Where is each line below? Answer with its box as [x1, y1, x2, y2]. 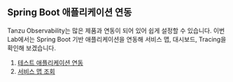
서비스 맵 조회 [17, 67, 55, 75]
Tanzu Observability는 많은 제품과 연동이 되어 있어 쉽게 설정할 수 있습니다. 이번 [7, 26, 225, 35]
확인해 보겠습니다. [7, 44, 57, 52]
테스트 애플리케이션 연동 [17, 58, 84, 67]
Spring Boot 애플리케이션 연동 [7, 6, 132, 19]
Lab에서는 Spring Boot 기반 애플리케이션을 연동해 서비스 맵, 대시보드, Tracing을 [7, 35, 227, 43]
